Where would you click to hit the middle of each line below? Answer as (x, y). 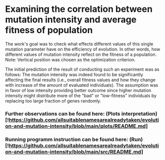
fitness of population (49, 30)
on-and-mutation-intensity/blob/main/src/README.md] (74, 152)
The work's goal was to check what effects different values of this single (79, 44)
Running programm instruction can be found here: (67, 139)
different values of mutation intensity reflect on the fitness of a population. (81, 54)
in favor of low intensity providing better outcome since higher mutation (78, 90)
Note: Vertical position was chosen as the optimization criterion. (70, 59)
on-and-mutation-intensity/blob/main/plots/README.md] (77, 126)
